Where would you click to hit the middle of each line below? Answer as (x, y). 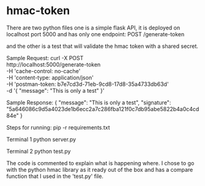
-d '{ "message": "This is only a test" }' (55, 90)
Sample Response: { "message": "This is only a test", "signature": (89, 103)
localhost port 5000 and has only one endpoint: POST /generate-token (95, 34)
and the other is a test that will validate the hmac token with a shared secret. (102, 46)
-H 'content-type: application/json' (50, 77)
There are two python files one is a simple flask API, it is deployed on (93, 28)
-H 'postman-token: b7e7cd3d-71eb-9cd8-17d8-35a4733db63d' (88, 84)
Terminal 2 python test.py (39, 151)
